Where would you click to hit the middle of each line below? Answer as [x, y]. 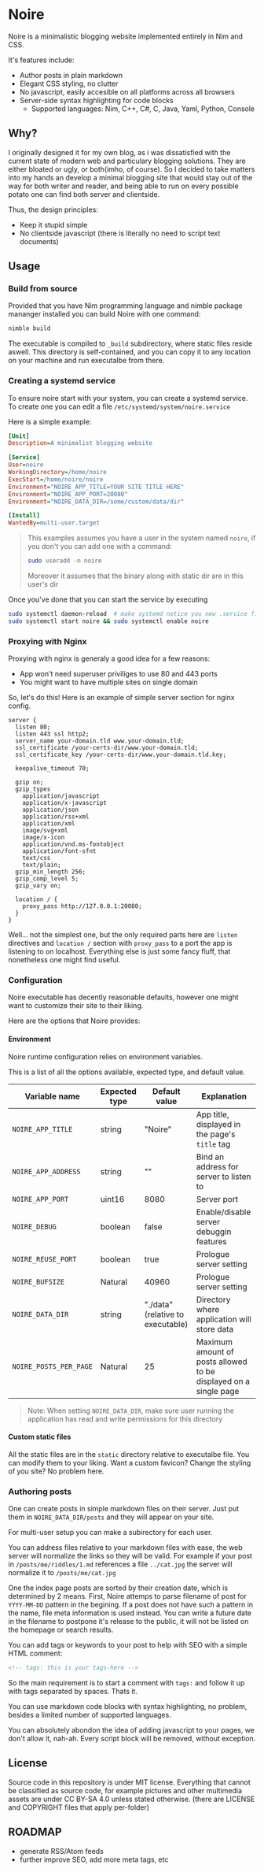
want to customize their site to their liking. [76, 1006]
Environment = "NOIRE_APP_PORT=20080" [68, 494]
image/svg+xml [45, 831]
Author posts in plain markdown [71, 75]
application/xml [49, 824]
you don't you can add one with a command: [100, 547]
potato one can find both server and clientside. [84, 194]
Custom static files [40, 1437]
